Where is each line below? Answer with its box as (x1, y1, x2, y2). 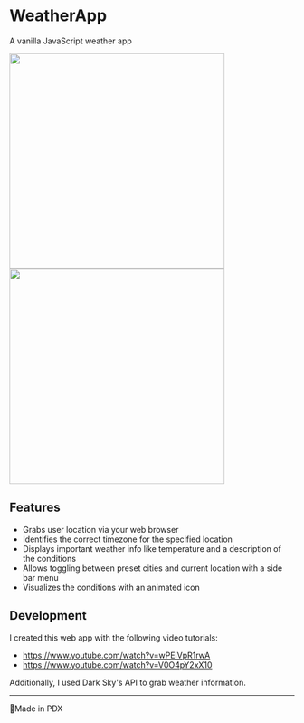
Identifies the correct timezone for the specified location (22, 534, 233, 545)
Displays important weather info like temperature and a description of (22, 543, 282, 554)
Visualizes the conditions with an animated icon (22, 582, 201, 593)
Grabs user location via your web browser (22, 524, 179, 535)
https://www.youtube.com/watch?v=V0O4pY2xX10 (22, 659, 213, 670)
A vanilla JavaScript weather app (9, 35, 133, 46)
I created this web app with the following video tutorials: (9, 631, 219, 643)
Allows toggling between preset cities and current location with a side (22, 563, 283, 574)
